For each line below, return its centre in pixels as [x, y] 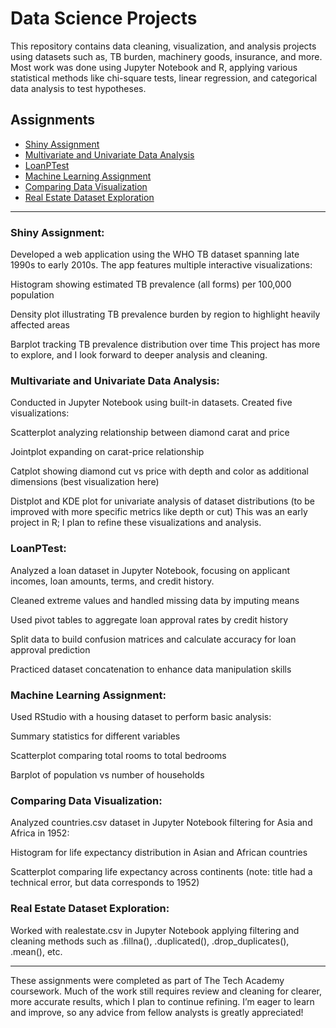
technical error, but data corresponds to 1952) [105, 883]
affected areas [40, 325]
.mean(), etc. [36, 951]
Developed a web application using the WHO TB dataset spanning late [155, 254]
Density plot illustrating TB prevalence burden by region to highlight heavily [165, 314]
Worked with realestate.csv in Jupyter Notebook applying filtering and [155, 930]
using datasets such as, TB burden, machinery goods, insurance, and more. [166, 56]
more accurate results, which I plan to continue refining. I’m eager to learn [162, 1001]
